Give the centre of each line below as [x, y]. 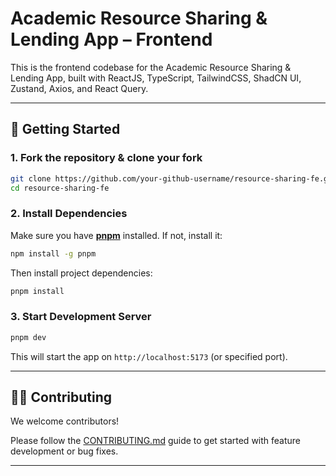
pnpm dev [28, 337]
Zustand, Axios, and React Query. [79, 88]
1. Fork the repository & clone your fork [106, 158]
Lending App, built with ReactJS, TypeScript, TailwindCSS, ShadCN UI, [156, 78]
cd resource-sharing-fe [60, 188]
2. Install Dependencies [69, 214]
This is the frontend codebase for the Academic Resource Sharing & [151, 67]
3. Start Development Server [81, 317]
